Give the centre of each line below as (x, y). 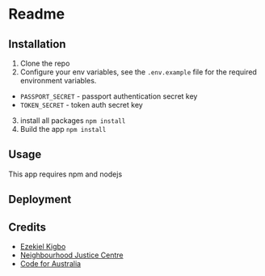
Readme (37, 14)
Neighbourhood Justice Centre (72, 255)
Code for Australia (50, 264)
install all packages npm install (73, 121)
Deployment (40, 200)
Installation (37, 44)
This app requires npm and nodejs (65, 174)
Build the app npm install (63, 129)
